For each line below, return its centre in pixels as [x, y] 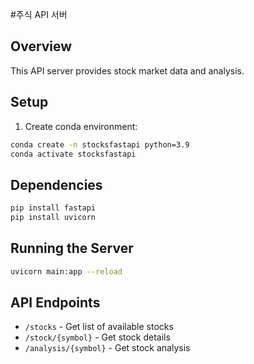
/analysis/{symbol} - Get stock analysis [107, 348]
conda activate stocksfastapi [73, 154]
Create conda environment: [81, 126]
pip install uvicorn [53, 218]
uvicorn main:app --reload [66, 271]
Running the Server [72, 248]
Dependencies [56, 184]
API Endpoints [55, 303]
